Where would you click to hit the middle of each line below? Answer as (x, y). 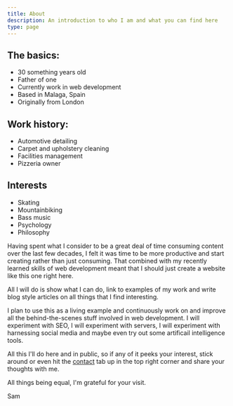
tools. (15, 340)
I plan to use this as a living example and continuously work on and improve (116, 310)
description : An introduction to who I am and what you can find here (113, 20)
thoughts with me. (33, 369)
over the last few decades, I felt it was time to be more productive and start (116, 253)
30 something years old (52, 72)
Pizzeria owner (39, 163)
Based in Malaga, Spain (51, 95)
